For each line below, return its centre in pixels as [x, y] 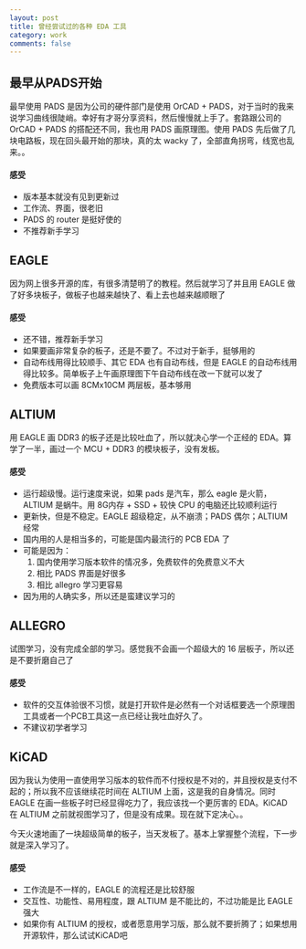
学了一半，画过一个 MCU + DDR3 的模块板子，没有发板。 [117, 449]
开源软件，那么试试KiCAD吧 [75, 935]
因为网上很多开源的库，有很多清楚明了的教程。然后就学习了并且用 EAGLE [148, 283]
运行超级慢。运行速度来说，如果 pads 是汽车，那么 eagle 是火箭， [147, 493]
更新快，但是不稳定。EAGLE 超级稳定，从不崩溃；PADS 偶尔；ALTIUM [155, 516]
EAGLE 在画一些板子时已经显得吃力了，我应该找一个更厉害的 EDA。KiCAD [148, 803]
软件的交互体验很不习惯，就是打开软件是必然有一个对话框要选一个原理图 [158, 705]
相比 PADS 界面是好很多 [81, 574]
